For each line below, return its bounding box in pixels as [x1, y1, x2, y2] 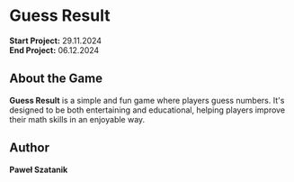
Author [9, 141, 49, 156]
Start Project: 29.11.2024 [9, 35, 102, 46]
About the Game [9, 71, 103, 86]
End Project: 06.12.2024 [9, 44, 100, 55]
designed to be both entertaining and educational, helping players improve [9, 105, 286, 115]
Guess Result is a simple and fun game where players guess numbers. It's [9, 95, 285, 105]
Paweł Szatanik [9, 164, 68, 175]
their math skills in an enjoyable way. [9, 114, 146, 124]
